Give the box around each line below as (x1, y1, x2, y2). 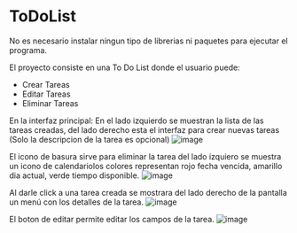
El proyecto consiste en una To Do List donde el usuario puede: (9, 62, 241, 73)
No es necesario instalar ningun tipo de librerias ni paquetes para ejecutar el (9, 35, 288, 46)
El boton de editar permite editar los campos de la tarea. (9, 214, 215, 224)
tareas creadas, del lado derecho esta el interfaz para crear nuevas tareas (9, 124, 280, 135)
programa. (9, 44, 47, 55)
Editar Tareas (21, 89, 71, 99)
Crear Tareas (21, 79, 70, 89)
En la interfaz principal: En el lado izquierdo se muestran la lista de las (9, 115, 264, 126)
